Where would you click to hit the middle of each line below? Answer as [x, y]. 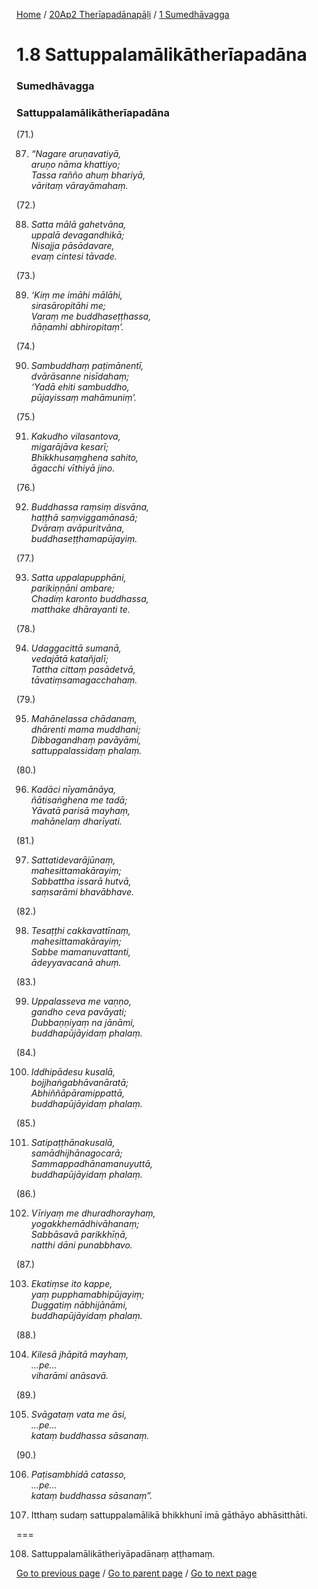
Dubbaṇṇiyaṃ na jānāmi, [83, 1023]
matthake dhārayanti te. [80, 610]
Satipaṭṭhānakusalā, [73, 1143]
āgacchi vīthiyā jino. [73, 468]
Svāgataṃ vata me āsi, [79, 1415]
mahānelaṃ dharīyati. [76, 821]
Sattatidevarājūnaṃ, [73, 860]
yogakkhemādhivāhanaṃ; [85, 1224]
